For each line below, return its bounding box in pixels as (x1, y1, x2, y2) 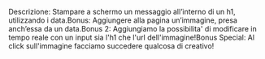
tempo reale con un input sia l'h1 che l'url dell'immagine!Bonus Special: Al (8, 32, 254, 42)
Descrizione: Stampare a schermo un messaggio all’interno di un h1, (8, 7, 236, 16)
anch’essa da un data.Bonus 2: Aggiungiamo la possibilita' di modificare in (8, 24, 258, 33)
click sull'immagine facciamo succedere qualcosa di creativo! (8, 41, 215, 51)
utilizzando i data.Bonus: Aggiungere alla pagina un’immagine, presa (8, 15, 238, 25)
